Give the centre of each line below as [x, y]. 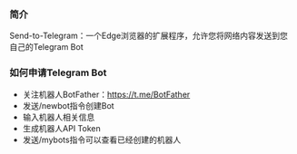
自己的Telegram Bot [46, 47]
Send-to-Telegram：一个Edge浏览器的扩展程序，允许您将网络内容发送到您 [149, 36]
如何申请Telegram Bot [58, 72]
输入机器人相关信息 [59, 117]
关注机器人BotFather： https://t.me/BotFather [106, 94]
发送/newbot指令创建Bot [69, 105]
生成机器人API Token [62, 128]
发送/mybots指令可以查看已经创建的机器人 [102, 140]
